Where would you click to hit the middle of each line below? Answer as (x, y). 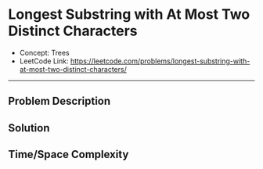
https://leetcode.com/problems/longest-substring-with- (160, 61)
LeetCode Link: (44, 61)
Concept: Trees (44, 52)
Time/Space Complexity (68, 155)
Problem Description (59, 101)
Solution (29, 128)
